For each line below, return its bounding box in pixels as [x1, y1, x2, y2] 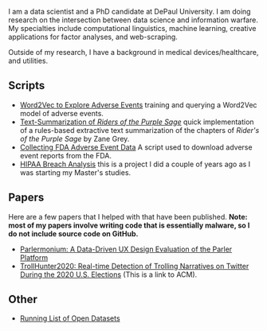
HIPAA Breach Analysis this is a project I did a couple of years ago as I [19, 159, 251, 169]
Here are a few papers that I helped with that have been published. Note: [8, 212, 248, 221]
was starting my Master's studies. [19, 167, 132, 177]
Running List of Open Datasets [19, 313, 121, 323]
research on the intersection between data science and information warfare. [8, 15, 259, 25]
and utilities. [8, 56, 49, 65]
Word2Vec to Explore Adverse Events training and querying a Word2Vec [19, 99, 257, 110]
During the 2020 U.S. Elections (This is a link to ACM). [19, 270, 198, 279]
